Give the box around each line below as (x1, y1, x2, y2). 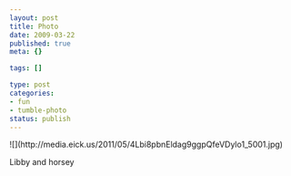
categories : (9, 88, 55, 98)
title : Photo (9, 22, 59, 31)
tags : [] (9, 64, 43, 73)
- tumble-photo (9, 106, 67, 115)
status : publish (9, 114, 71, 123)
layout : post (9, 13, 59, 23)
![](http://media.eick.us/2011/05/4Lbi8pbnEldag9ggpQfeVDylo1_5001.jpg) (9, 139, 284, 150)
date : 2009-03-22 (9, 30, 75, 39)
